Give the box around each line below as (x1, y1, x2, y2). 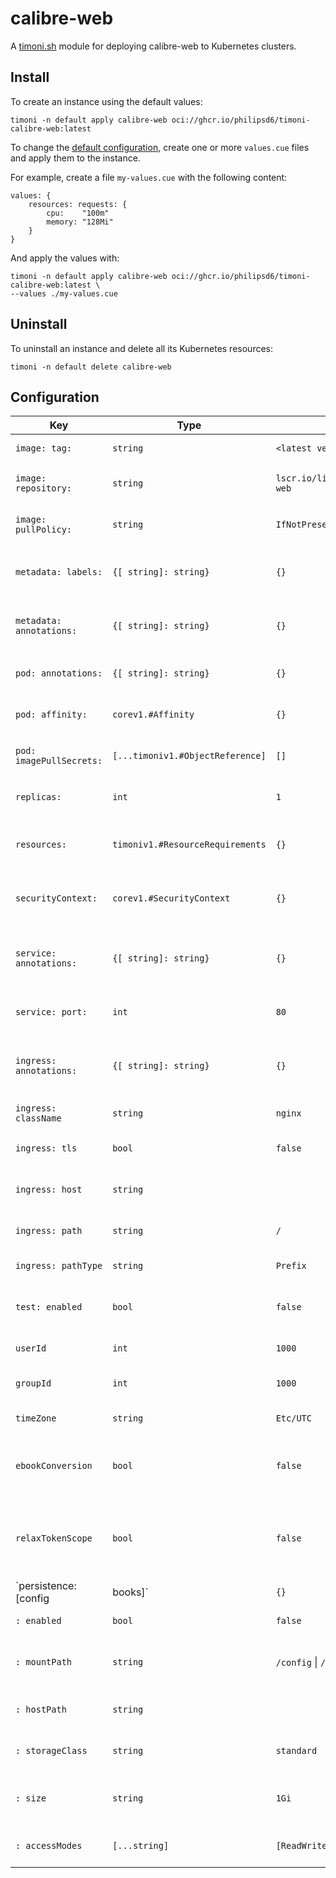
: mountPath (15, 1657, 73, 1668)
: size (15, 1793, 47, 1804)
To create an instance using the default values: (10, 95, 203, 107)
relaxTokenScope (15, 1533, 93, 1544)
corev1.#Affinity (112, 709, 195, 721)
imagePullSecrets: (15, 755, 103, 767)
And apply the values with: (10, 252, 120, 264)
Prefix (275, 1260, 307, 1272)
